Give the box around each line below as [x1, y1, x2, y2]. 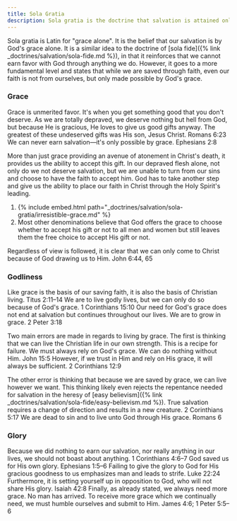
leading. [7, 189, 31, 197]
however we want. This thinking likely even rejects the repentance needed [7, 383, 224, 391]
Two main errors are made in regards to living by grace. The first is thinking [7, 332, 226, 340]
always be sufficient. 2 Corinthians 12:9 [7, 362, 122, 370]
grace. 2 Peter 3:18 [7, 318, 63, 326]
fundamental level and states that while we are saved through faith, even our [7, 67, 230, 75]
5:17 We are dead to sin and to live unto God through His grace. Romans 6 [7, 413, 222, 422]
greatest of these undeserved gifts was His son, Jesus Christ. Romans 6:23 [7, 130, 227, 139]
